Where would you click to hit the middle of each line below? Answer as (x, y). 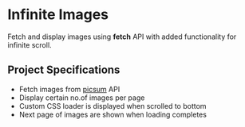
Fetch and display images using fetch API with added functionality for (122, 37)
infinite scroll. (30, 44)
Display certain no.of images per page (82, 98)
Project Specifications (64, 70)
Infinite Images (58, 15)
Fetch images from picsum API (69, 89)
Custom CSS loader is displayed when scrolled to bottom (113, 106)
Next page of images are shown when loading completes (113, 114)
